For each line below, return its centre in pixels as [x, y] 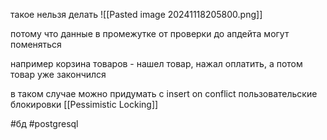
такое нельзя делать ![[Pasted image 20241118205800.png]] [136, 14]
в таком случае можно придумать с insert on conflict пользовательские [164, 93]
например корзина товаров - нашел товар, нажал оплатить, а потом [156, 63]
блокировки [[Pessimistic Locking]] [84, 104]
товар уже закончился [58, 74]
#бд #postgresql [44, 123]
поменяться [36, 44]
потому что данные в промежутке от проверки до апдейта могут [150, 33]
